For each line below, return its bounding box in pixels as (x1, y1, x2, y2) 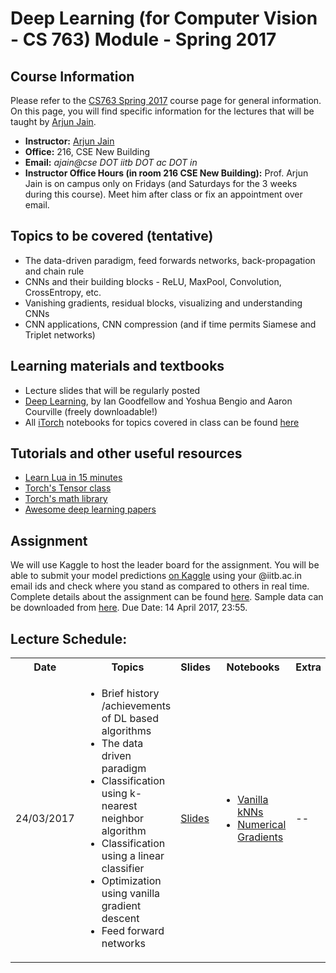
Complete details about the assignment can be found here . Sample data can (10, 591, 324, 603)
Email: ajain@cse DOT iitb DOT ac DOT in (24, 157, 198, 168)
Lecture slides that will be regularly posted (24, 384, 201, 396)
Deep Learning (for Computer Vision (10, 7, 318, 30)
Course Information (10, 68, 135, 85)
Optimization (101, 874, 162, 888)
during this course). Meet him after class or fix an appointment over (24, 188, 303, 200)
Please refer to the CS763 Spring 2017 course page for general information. (10, 95, 322, 106)
